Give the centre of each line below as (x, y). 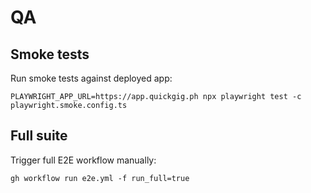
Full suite (39, 136)
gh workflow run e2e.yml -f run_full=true (100, 178)
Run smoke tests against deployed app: (91, 78)
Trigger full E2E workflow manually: (83, 160)
